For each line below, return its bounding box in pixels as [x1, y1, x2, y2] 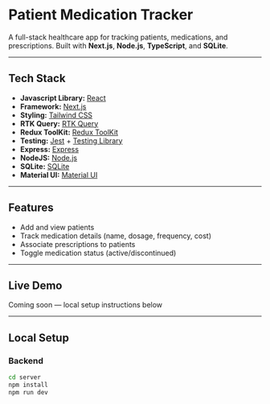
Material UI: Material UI [19, 170, 98, 179]
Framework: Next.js [19, 101, 87, 111]
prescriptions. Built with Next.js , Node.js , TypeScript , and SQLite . [8, 40, 229, 50]
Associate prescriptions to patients [19, 239, 136, 249]
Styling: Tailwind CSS [19, 110, 93, 120]
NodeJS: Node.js [19, 153, 78, 163]
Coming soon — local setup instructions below [8, 300, 163, 310]
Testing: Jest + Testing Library [19, 135, 123, 146]
